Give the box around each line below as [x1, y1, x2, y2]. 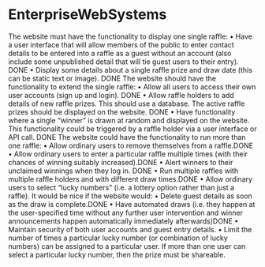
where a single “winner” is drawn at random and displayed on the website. [8, 115, 250, 125]
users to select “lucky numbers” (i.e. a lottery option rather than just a [8, 182, 235, 192]
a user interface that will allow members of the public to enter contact [8, 39, 234, 49]
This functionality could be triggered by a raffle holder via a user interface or [8, 124, 257, 133]
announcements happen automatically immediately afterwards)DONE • [8, 216, 239, 226]
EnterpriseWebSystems [8, 6, 167, 24]
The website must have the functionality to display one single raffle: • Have [8, 32, 252, 41]
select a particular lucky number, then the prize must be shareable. [8, 250, 226, 259]
